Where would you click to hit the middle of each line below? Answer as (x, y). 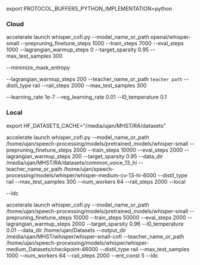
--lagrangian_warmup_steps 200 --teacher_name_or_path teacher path (94, 79)
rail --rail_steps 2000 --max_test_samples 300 (90, 85)
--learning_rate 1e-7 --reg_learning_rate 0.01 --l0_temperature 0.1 (87, 97)
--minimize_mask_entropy (38, 67)
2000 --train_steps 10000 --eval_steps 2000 (128, 150)
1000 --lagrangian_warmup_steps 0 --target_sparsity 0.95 (78, 50)
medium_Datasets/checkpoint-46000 (52, 249)
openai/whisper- (170, 37)
